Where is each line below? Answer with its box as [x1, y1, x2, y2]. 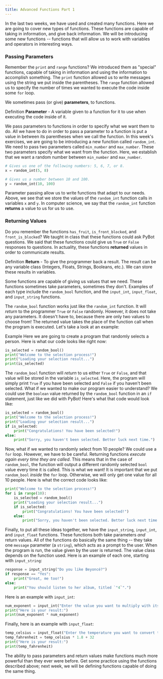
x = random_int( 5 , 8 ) [5, 168, 49, 173]
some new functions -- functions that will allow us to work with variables [5, 36, 150, 42]
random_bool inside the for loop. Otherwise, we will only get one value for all [5, 472, 157, 478]
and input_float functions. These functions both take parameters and [5, 532, 146, 538]
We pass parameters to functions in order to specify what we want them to [5, 123, 155, 129]
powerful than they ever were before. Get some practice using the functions [5, 658, 157, 663]
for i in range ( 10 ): [5, 491, 47, 496]
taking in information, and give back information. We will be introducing [5, 31, 147, 36]
